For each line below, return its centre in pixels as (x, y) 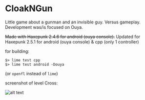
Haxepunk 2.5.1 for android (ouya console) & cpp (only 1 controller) (72, 41)
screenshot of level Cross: (31, 83)
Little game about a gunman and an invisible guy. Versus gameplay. (73, 22)
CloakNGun (29, 9)
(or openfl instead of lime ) (31, 73)
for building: (17, 51)
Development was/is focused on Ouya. (44, 27)
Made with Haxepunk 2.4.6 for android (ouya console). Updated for (73, 37)
